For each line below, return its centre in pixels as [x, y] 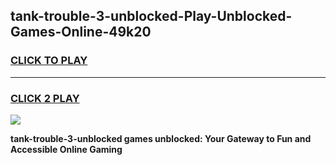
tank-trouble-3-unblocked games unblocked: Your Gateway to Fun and [161, 138]
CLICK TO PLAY [49, 61]
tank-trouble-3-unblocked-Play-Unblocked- [151, 16]
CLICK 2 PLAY [45, 98]
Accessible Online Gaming [66, 149]
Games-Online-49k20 [81, 32]
